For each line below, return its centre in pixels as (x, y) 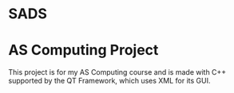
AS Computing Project (83, 50)
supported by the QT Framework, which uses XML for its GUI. (109, 81)
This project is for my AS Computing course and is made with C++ (117, 72)
